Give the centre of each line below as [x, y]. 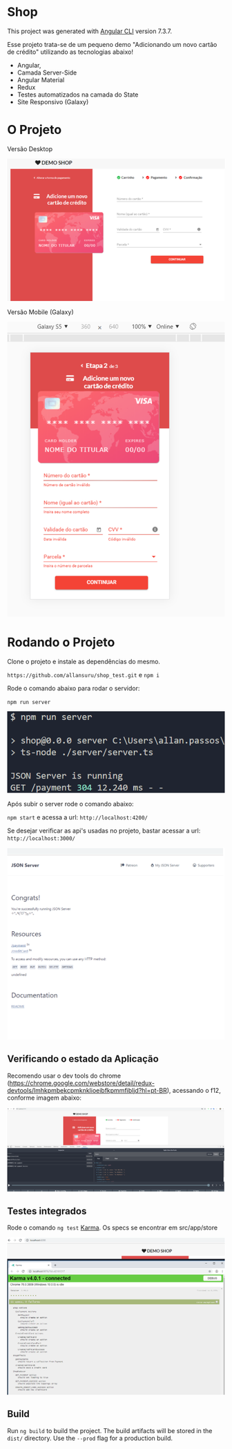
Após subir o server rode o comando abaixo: [70, 804]
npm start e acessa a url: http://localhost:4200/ [78, 817]
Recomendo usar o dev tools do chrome [64, 1076]
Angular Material [41, 79]
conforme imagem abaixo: [44, 1098]
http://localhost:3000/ [41, 839]
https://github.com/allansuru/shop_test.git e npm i [84, 675]
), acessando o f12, [194, 1090]
